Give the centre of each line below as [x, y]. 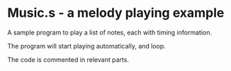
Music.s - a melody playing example [116, 13]
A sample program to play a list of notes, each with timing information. [110, 32]
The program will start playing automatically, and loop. [87, 46]
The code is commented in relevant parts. [68, 59]
